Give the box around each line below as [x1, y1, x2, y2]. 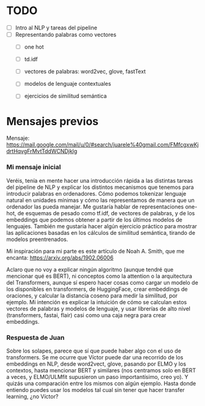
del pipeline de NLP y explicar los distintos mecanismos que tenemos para [6, 183, 194, 191]
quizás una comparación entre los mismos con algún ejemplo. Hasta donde [6, 380, 196, 387]
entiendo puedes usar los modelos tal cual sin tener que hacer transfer [6, 386, 185, 393]
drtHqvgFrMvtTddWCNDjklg [6, 148, 78, 155]
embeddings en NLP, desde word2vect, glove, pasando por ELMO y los [6, 360, 187, 367]
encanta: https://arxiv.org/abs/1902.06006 [6, 254, 114, 261]
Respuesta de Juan [6, 333, 65, 342]
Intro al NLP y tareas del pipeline [15, 24, 98, 31]
